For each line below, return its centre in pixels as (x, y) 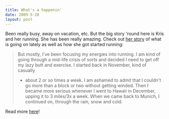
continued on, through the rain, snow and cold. (74, 102)
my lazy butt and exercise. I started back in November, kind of (82, 65)
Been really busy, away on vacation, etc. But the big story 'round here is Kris (84, 34)
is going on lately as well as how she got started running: (64, 45)
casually (26, 70)
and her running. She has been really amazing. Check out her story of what (83, 39)
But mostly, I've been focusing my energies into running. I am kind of (89, 54)
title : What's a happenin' (34, 10)
